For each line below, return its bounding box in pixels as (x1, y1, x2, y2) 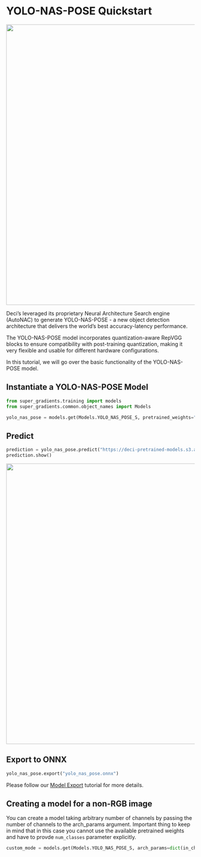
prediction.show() (6, 452, 52, 458)
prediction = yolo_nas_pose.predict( (6, 447, 100, 453)
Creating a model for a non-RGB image (6, 799, 153, 809)
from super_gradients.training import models (6, 398, 121, 404)
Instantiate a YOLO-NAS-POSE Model (6, 382, 148, 393)
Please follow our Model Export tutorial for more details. (6, 781, 144, 788)
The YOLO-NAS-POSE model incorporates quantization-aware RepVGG (6, 334, 182, 341)
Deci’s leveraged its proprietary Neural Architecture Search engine (6, 309, 170, 317)
